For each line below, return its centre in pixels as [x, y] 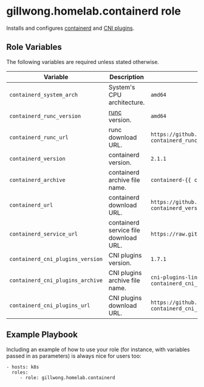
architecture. [127, 102]
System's [122, 87]
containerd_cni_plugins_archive [56, 280]
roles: [20, 372]
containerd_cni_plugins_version [56, 259]
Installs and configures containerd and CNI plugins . [70, 28]
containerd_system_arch [44, 95]
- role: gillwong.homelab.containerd [67, 378]
